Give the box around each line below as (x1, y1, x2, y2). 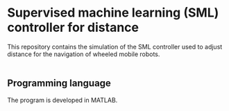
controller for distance (7, 19, 139, 35)
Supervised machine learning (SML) (7, 5, 219, 21)
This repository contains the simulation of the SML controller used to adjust (7, 42, 223, 51)
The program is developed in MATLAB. (7, 96, 118, 104)
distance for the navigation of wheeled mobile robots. (7, 50, 160, 58)
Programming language (7, 78, 111, 89)
